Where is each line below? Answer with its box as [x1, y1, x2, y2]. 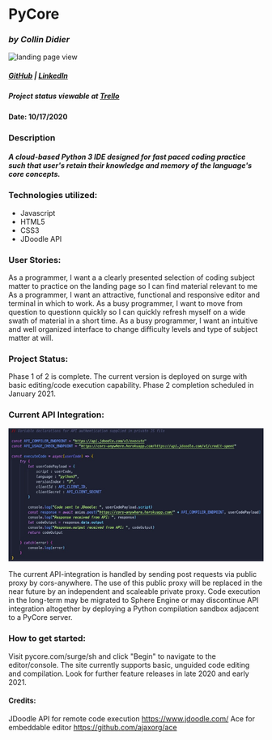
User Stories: [8, 254, 62, 265]
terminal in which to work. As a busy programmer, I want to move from [8, 298, 243, 308]
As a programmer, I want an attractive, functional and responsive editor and [8, 290, 261, 299]
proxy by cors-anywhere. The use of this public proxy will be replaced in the [8, 578, 263, 588]
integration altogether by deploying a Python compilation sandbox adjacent [8, 604, 259, 613]
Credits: [8, 695, 36, 706]
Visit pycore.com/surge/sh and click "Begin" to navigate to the [8, 651, 217, 661]
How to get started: [8, 633, 87, 644]
